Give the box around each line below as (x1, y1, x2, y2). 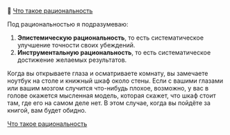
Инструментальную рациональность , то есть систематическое (17, 49, 211, 56)
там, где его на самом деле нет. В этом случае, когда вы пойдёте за (7, 99, 211, 107)
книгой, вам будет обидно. (7, 106, 87, 114)
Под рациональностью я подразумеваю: (7, 20, 129, 28)
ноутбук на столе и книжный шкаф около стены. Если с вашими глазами (7, 77, 224, 85)
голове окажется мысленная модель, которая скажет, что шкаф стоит (7, 91, 217, 100)
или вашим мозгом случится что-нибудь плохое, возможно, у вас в (7, 84, 209, 92)
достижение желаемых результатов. (17, 56, 127, 64)
